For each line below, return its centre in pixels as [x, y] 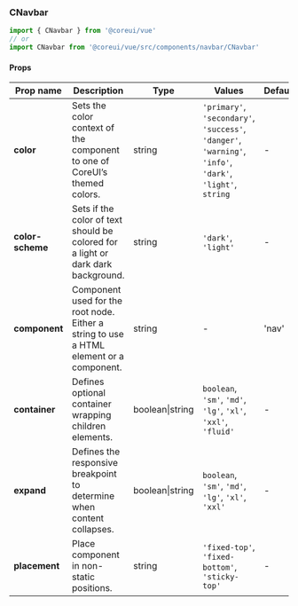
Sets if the [93, 209]
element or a [98, 357]
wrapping [92, 415]
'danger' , [222, 140]
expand [30, 491]
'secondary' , [229, 118]
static [84, 577]
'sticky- [221, 577]
